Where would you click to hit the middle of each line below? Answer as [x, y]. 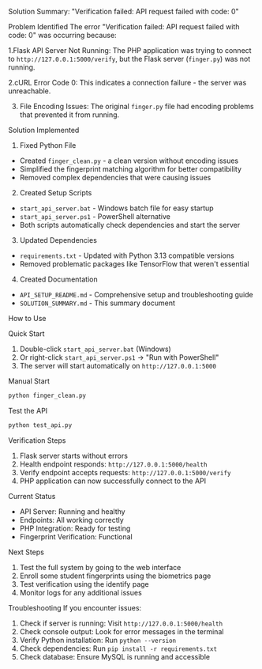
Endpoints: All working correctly [71, 520]
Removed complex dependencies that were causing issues [115, 178]
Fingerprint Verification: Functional [76, 536]
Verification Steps [37, 440]
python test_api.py [40, 425]
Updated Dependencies [58, 240]
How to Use [27, 318]
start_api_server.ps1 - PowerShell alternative [95, 216]
